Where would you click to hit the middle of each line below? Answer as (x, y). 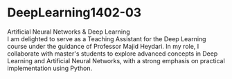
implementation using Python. (50, 68)
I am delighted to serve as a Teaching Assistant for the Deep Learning (107, 38)
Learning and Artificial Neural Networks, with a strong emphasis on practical (116, 60)
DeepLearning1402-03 (74, 13)
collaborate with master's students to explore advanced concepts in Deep (113, 54)
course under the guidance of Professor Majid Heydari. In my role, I (103, 46)
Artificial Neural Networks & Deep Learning (69, 32)
